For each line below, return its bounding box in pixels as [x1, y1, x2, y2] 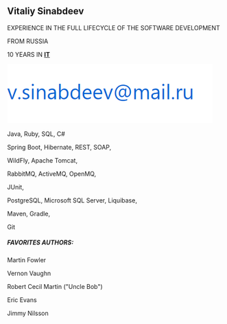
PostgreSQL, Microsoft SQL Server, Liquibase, [7, 196, 137, 205]
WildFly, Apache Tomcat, [7, 156, 77, 164]
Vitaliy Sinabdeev [7, 5, 84, 17]
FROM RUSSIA [7, 37, 49, 45]
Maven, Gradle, [7, 209, 51, 218]
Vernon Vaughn [7, 269, 51, 277]
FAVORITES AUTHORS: [7, 238, 74, 246]
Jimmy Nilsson [7, 309, 49, 317]
